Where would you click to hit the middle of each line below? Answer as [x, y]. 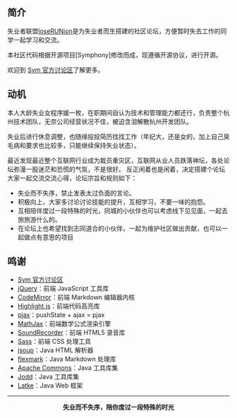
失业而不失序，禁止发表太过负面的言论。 [76, 193]
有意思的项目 [55, 237]
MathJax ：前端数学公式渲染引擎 [64, 324]
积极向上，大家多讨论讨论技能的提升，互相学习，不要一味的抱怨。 [113, 202]
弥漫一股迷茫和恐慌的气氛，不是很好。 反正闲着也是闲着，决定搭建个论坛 [119, 169]
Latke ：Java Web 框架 [50, 386]
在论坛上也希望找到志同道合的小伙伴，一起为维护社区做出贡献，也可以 [120, 228]
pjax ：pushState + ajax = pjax [61, 315]
